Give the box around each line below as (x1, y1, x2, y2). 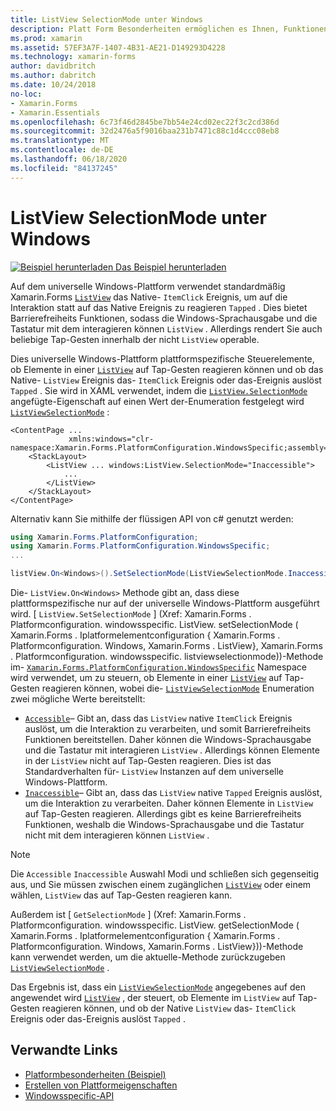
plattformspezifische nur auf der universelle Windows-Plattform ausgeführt (10, 597, 320, 610)
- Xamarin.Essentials (10, 107, 101, 118)
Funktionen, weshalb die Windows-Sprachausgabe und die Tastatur (24, 819, 305, 831)
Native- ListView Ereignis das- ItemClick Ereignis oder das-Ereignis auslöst (10, 374, 322, 386)
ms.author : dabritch (10, 71, 97, 81)
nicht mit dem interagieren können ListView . (24, 829, 210, 841)
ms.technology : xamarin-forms (10, 52, 137, 62)
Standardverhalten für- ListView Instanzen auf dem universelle (24, 766, 285, 778)
